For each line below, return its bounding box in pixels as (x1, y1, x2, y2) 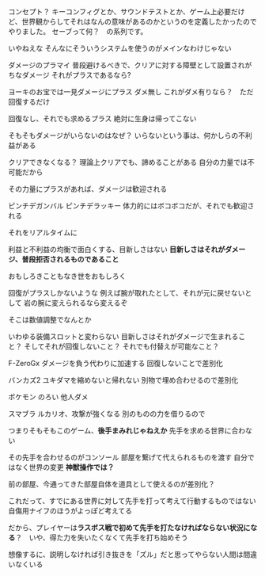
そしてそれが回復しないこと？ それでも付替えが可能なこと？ (23, 341, 220, 351)
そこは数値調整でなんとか (8, 315, 92, 324)
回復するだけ (8, 97, 50, 106)
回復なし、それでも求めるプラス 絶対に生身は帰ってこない (8, 114, 197, 123)
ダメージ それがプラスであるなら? (21, 71, 131, 79)
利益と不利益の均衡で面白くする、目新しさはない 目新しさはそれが (8, 245, 225, 254)
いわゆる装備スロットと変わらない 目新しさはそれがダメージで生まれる (8, 332, 239, 341)
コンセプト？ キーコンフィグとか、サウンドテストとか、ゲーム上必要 (8, 7, 232, 16)
